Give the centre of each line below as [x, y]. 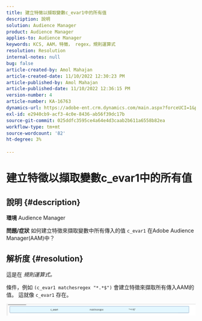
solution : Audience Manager [41, 25]
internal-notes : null [33, 57]
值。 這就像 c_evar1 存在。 [39, 295]
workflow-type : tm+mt [33, 127]
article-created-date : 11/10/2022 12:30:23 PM [66, 76]
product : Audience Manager [40, 32]
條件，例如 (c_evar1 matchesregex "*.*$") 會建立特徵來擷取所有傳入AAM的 [100, 287]
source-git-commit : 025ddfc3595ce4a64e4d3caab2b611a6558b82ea [86, 120]
